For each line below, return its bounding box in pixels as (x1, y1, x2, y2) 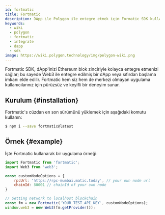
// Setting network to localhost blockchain (5, 196, 98, 201)
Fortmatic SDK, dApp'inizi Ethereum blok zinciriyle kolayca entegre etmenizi (5, 66, 159, 72)
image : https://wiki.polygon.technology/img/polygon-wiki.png (5, 53, 135, 58)
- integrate (9, 39, 34, 44)
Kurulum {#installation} (5, 96, 79, 105)
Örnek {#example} (5, 137, 63, 146)
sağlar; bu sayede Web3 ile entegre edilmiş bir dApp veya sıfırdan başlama (5, 72, 156, 78)
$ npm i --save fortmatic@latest (5, 124, 74, 129)
